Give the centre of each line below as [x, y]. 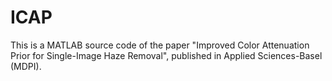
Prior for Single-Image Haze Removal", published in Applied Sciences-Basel [166, 55]
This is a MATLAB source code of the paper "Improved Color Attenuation [160, 45]
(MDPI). [26, 66]
